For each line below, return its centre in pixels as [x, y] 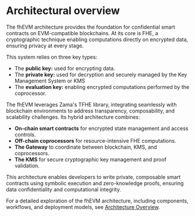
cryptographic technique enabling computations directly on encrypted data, [97, 39]
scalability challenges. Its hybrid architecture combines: [73, 117]
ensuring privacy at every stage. [45, 46]
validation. [27, 166]
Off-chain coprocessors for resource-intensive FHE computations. [95, 140]
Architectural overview [63, 11]
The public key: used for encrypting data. [65, 68]
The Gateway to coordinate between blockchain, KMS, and [86, 147]
